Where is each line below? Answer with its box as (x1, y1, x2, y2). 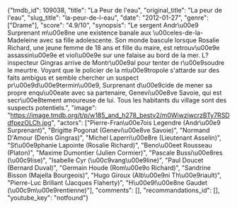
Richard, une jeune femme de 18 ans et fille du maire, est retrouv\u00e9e (7, 44, 220, 52)
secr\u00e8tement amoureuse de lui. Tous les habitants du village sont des (7, 96, 227, 104)
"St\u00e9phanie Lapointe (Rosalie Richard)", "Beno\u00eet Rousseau (7, 141, 212, 149)
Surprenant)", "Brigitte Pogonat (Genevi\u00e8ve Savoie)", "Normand (7, 126, 210, 134)
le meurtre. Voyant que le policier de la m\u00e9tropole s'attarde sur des (7, 66, 220, 74)
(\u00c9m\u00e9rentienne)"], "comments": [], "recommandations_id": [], (7, 186, 220, 194)
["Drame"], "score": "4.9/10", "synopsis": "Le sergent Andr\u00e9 (7, 21, 200, 29)
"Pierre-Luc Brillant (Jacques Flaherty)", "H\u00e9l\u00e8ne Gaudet (7, 179, 207, 186)
